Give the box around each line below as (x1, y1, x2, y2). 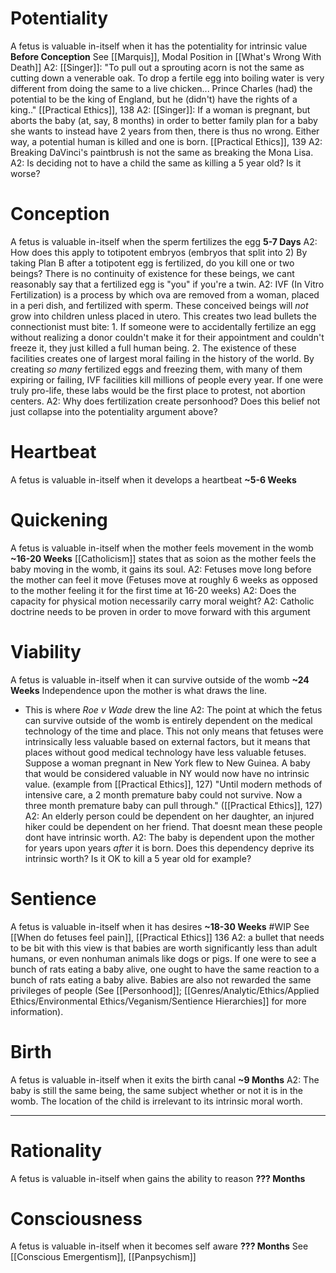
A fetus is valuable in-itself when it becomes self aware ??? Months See (10, 1240, 309, 1252)
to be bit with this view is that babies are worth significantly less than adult (10, 942, 318, 954)
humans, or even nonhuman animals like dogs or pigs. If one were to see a (10, 952, 317, 964)
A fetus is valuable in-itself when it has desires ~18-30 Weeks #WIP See (10, 920, 310, 932)
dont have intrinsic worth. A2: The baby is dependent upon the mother (24, 831, 315, 843)
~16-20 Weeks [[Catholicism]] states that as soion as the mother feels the (10, 552, 317, 564)
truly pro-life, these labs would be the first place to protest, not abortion (10, 384, 306, 396)
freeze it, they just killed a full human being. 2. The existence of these (10, 342, 297, 354)
